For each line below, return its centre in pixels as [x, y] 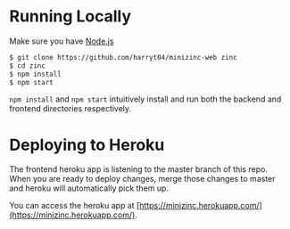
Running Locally [70, 16]
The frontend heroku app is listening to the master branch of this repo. [138, 169]
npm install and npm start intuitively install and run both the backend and [145, 99]
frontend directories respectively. [70, 109]
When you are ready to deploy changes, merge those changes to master [142, 179]
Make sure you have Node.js [62, 41]
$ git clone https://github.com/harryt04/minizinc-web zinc [124, 57]
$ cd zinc [28, 65]
